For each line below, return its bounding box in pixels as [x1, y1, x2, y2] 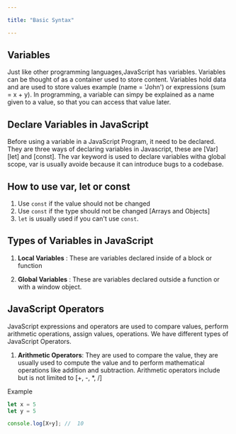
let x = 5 [7, 401, 37, 408]
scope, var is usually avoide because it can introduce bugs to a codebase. [7, 160, 225, 169]
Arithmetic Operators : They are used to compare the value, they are [17, 350, 218, 359]
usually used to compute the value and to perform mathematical [17, 358, 205, 367]
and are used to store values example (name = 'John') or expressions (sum [7, 83, 225, 91]
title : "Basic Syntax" [7, 16, 74, 23]
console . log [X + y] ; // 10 [7, 420, 84, 428]
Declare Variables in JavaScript [7, 118, 149, 130]
